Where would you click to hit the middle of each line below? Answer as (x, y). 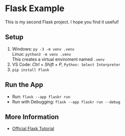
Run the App (24, 85)
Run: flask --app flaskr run (41, 96)
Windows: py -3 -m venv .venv (43, 49)
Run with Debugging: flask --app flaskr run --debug (66, 102)
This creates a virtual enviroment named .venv (58, 59)
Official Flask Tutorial (33, 129)
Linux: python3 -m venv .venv (41, 54)
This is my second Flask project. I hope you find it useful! (62, 22)
